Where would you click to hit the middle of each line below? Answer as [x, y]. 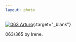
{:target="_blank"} [52, 24]
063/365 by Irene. [24, 34]
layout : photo [20, 10]
